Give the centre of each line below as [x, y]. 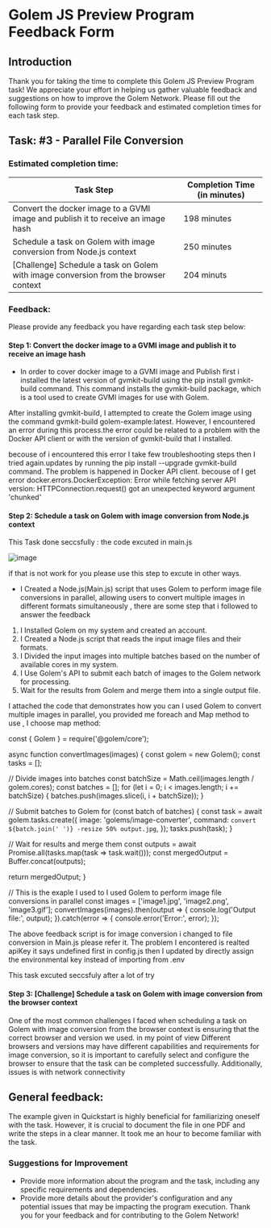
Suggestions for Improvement [68, 1163]
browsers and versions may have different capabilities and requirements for [134, 1046]
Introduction [40, 62]
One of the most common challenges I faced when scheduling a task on [128, 1020]
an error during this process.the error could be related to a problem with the [134, 430]
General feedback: [56, 1097]
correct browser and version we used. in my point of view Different [120, 1038]
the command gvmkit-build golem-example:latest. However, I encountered [132, 422]
